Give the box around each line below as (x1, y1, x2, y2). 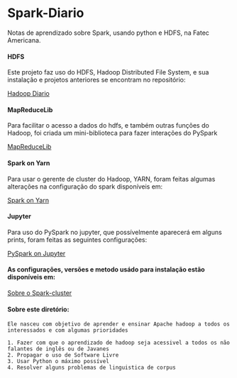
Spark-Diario (7, 5, 84, 21)
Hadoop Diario (7, 89, 50, 98)
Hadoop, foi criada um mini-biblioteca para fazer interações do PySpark (7, 129, 218, 138)
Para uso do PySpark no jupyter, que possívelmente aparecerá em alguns (7, 228, 222, 236)
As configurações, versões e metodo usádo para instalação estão (7, 265, 205, 274)
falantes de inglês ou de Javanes (7, 345, 110, 352)
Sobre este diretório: (7, 305, 70, 313)
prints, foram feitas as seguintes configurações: (7, 235, 148, 244)
